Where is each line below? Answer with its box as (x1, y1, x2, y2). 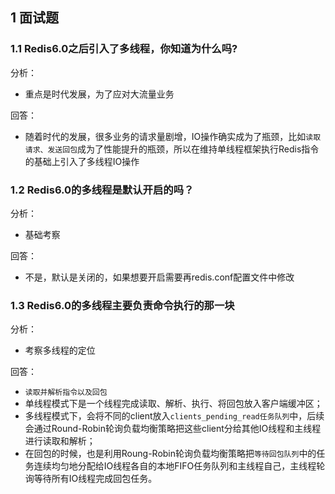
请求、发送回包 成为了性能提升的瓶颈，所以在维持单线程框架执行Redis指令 (24, 143, 320, 155)
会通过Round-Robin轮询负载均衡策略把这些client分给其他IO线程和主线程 (24, 423, 322, 435)
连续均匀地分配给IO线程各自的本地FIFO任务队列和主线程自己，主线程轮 (33, 460, 326, 472)
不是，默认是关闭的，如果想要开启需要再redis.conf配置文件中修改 (24, 271, 295, 283)
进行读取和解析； (24, 435, 96, 447)
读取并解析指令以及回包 (24, 388, 108, 398)
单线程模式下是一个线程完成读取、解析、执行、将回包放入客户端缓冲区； (24, 398, 323, 410)
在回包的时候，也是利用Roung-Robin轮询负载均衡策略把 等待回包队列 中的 (24, 448, 317, 460)
